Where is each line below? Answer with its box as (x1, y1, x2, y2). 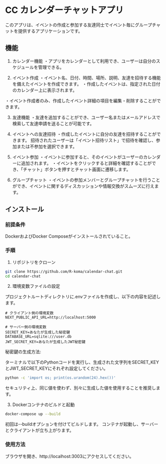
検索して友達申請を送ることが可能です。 (12, 120, 94, 126)
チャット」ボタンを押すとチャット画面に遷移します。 (23, 166, 131, 172)
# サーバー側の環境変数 (5, 325, 47, 330)
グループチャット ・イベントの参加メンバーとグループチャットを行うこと (12, 177, 161, 183)
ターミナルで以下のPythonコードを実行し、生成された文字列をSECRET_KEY (5, 360, 160, 365)
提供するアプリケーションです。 (18, 28, 83, 34)
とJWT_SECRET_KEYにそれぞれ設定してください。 (5, 365, 108, 371)
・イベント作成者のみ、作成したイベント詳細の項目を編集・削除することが (5, 98, 157, 103)
